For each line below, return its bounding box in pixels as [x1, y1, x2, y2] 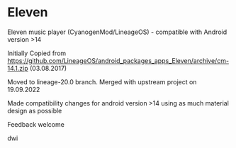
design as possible [7, 106, 62, 115]
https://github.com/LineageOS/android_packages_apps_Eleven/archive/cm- [7, 56, 229, 64]
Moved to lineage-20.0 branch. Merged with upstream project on [7, 77, 197, 86]
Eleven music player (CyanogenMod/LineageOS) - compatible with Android [7, 28, 227, 36]
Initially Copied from [7, 49, 67, 57]
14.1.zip [7, 64, 28, 72]
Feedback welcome [7, 120, 65, 128]
